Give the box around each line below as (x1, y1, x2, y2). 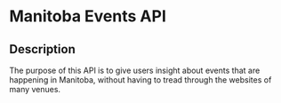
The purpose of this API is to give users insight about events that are (9, 65, 261, 75)
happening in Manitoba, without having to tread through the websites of (9, 75, 272, 85)
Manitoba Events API (9, 6, 166, 27)
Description (9, 42, 76, 57)
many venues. (9, 84, 60, 94)
